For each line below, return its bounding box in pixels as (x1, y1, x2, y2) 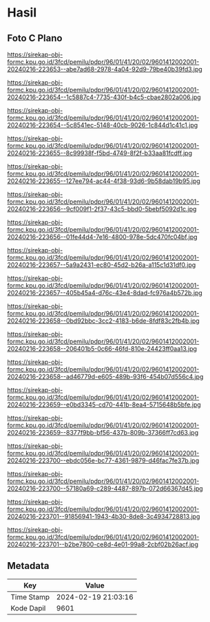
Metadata (7, 560, 50, 572)
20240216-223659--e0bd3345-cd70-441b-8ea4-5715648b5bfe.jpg (7, 400, 201, 409)
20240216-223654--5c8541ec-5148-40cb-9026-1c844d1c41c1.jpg (7, 121, 198, 129)
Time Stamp (10, 592, 50, 601)
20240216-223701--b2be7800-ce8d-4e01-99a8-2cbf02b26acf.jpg (7, 540, 198, 548)
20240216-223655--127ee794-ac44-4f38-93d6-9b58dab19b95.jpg (7, 177, 201, 185)
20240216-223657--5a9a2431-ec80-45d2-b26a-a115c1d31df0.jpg (7, 261, 196, 269)
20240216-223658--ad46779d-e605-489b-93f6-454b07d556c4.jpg (7, 373, 204, 380)
